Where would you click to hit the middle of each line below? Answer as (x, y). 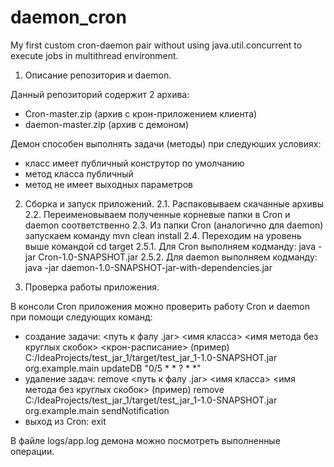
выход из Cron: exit (65, 421)
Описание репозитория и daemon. (98, 75)
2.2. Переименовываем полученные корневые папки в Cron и (157, 214)
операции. (32, 451)
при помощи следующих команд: (81, 317)
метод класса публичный (79, 173)
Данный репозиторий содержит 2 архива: (100, 94)
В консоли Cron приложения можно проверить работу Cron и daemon (160, 306)
